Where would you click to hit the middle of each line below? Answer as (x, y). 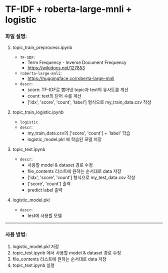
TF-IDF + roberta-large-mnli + (68, 9)
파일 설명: (16, 36)
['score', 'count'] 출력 (49, 184)
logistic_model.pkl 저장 (35, 246)
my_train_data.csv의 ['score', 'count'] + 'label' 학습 (79, 133)
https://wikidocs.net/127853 (56, 68)
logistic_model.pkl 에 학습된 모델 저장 (64, 139)
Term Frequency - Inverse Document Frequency (77, 62)
